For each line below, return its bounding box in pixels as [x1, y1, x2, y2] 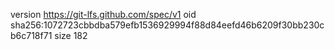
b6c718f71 [10, 30, 53, 41]
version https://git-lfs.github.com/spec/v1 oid [10, 9, 197, 20]
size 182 [54, 30, 88, 41]
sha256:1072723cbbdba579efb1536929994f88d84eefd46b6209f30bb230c [10, 19, 325, 31]
